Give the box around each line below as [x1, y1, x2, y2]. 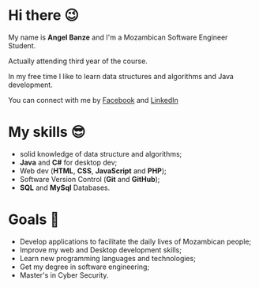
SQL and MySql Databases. [19, 183, 111, 192]
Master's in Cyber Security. [19, 270, 109, 279]
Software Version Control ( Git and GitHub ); [19, 174, 160, 184]
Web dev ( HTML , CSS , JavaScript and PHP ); [19, 165, 167, 176]
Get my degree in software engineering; [19, 262, 150, 271]
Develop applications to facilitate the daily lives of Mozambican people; [19, 237, 252, 246]
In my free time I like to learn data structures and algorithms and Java [8, 71, 235, 81]
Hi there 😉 [8, 6, 79, 25]
